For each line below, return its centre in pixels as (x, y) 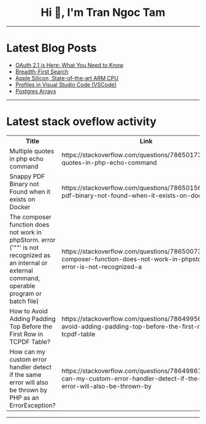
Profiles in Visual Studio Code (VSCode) (66, 85)
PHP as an (24, 398)
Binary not (24, 184)
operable (22, 286)
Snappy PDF (27, 176)
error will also (29, 382)
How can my (28, 352)
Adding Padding (33, 319)
